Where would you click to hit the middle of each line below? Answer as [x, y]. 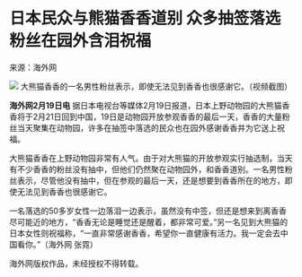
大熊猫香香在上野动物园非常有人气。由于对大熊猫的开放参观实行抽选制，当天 [151, 158]
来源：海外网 [33, 67]
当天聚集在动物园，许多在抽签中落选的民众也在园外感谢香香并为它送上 [147, 127]
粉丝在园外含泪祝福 [80, 41]
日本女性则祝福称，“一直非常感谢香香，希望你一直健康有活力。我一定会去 [145, 233]
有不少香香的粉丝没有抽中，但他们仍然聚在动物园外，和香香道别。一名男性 [147, 169]
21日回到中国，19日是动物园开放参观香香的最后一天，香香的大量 [164, 117]
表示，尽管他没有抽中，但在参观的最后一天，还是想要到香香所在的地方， [151, 180]
